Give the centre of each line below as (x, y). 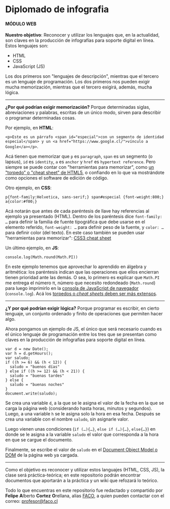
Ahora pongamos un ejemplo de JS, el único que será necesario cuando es (83, 329)
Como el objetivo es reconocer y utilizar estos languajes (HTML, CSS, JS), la (85, 470)
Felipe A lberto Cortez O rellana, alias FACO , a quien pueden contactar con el (85, 496)
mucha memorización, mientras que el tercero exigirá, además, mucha (79, 87)
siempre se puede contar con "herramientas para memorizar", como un (80, 167)
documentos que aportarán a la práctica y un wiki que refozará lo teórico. (82, 481)
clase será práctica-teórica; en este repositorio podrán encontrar (73, 475)
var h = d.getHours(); (29, 354)
